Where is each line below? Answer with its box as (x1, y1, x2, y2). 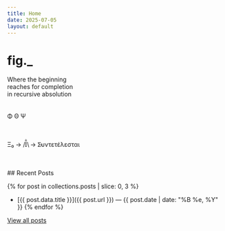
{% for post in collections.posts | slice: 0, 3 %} (7, 182, 139, 190)
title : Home (7, 10, 41, 17)
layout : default (7, 23, 54, 30)
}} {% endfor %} (17, 203, 64, 211)
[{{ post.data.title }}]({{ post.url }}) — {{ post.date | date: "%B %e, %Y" (17, 196, 219, 204)
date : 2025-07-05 (7, 17, 57, 23)
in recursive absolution (7, 90, 72, 99)
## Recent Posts (7, 169, 54, 177)
